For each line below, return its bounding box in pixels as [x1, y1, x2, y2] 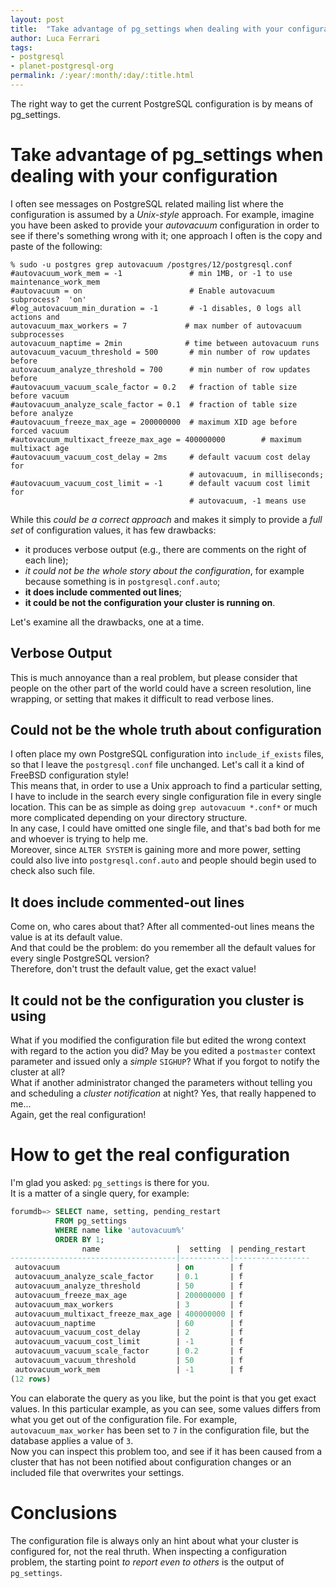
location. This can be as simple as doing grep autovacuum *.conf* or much [10, 801, 318, 813]
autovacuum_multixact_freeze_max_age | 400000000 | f [14, 1309, 244, 1319]
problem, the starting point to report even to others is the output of [10, 1556, 285, 1568]
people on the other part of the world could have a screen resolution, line [10, 682, 312, 694]
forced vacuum [10, 426, 70, 436]
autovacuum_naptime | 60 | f [14, 1318, 244, 1328]
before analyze [10, 408, 74, 418]
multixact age [10, 443, 70, 453]
